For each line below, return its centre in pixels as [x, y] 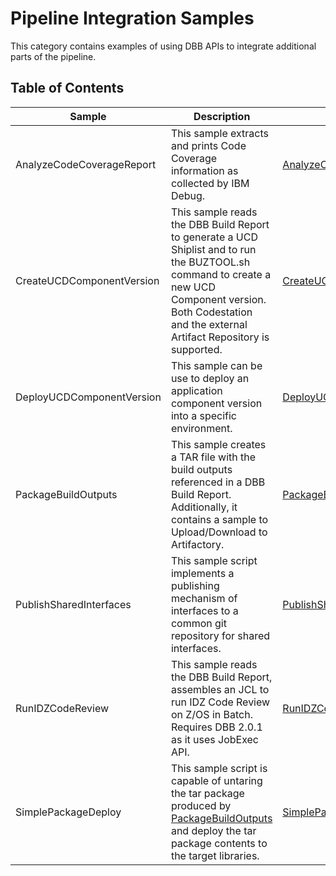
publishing [195, 585]
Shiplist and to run [213, 249]
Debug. [188, 195]
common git [198, 623]
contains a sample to [219, 519]
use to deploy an [210, 378]
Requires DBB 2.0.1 [216, 727]
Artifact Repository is [220, 337]
